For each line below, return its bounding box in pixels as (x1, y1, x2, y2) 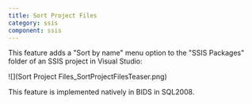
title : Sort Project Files (8, 11, 97, 20)
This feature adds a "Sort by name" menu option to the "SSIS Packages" (8, 48, 245, 58)
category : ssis (8, 19, 59, 27)
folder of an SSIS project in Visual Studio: (8, 56, 143, 66)
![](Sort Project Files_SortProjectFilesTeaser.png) (8, 72, 168, 82)
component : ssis (8, 26, 62, 34)
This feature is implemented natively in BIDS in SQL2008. (8, 87, 195, 97)
